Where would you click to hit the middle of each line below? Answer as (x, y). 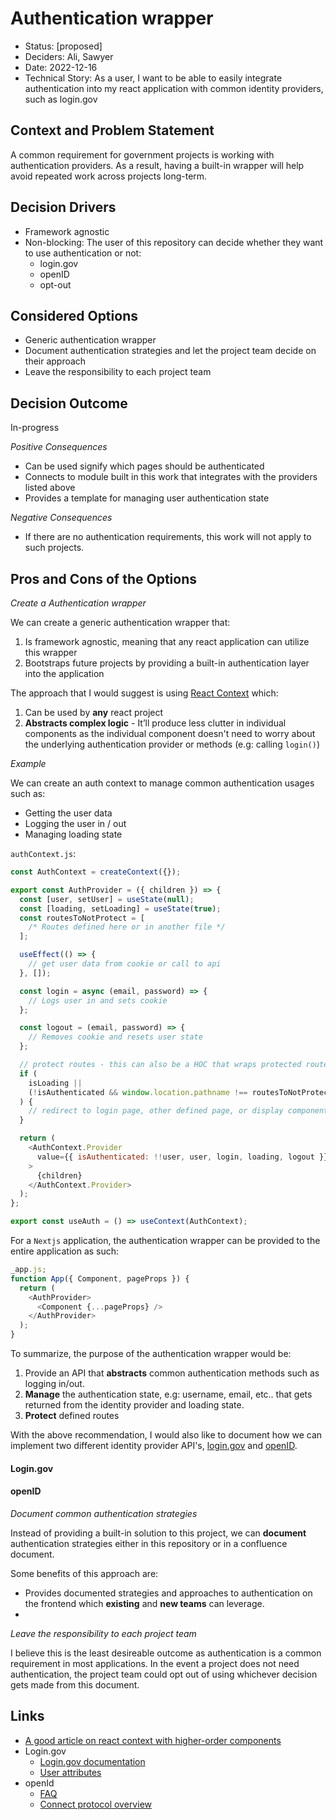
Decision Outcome (69, 403)
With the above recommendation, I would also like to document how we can (166, 1435)
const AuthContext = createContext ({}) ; (96, 872)
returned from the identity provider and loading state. (134, 1405)
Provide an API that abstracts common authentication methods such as (172, 1373)
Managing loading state (73, 834)
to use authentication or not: (83, 253)
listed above (50, 488)
